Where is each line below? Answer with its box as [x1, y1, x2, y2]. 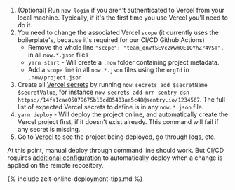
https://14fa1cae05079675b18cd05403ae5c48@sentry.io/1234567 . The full [17, 95, 226, 104]
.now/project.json [27, 74, 82, 81]
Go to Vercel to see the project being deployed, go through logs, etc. [17, 133, 216, 141]
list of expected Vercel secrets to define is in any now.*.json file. [17, 103, 204, 111]
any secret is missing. [17, 125, 81, 133]
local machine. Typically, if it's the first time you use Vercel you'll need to [17, 13, 228, 22]
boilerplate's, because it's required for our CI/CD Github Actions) [17, 36, 205, 44]
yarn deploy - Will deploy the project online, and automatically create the [17, 110, 229, 118]
